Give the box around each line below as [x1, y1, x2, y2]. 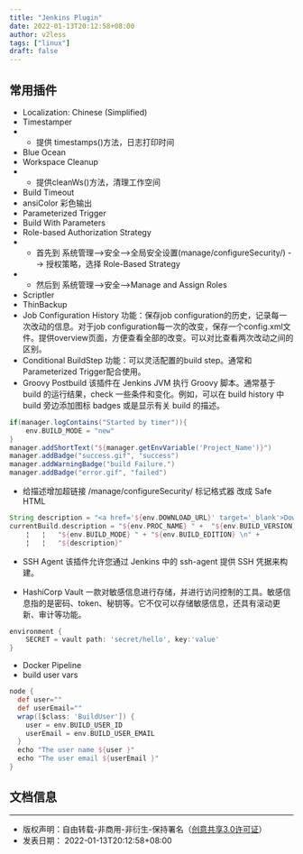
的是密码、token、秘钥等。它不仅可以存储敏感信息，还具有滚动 [38, 597, 273, 609]
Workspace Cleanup [22, 156, 99, 167]
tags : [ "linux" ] [9, 38, 70, 48]
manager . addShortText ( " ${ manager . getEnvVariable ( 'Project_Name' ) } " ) [9, 443, 272, 452]
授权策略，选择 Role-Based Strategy [45, 258, 180, 269]
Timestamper [22, 116, 72, 127]
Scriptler [22, 289, 55, 300]
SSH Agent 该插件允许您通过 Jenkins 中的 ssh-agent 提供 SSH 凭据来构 [22, 556, 289, 566]
